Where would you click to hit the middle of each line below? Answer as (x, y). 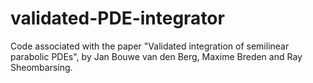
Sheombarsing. (41, 67)
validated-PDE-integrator (117, 18)
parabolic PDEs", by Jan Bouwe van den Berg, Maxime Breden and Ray (156, 56)
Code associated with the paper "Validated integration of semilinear (150, 46)
